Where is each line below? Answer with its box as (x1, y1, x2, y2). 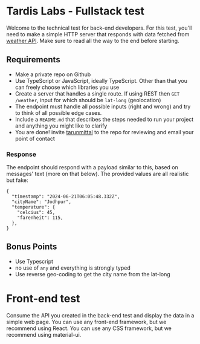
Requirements (6, 54, 60, 65)
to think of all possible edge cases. (15, 109, 102, 116)
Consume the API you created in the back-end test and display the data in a (6, 311, 195, 319)
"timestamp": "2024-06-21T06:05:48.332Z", (11, 193, 120, 200)
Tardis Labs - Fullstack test (6, 4, 145, 18)
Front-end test (6, 292, 80, 306)
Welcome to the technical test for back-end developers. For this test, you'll (6, 24, 192, 31)
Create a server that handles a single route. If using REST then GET (15, 89, 180, 97)
